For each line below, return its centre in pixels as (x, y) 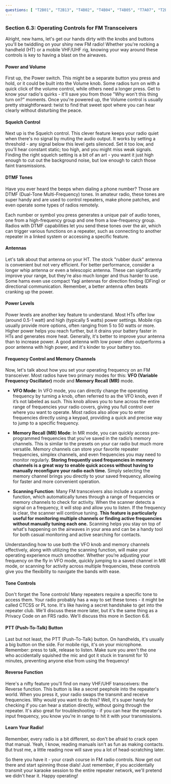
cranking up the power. (30, 292)
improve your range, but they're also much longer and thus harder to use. (82, 276)
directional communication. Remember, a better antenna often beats (77, 286)
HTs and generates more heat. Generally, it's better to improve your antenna (85, 336)
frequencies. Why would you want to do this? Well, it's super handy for (79, 700)
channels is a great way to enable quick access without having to (83, 465)
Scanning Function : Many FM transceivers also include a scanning (83, 492)
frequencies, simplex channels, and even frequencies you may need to (87, 455)
